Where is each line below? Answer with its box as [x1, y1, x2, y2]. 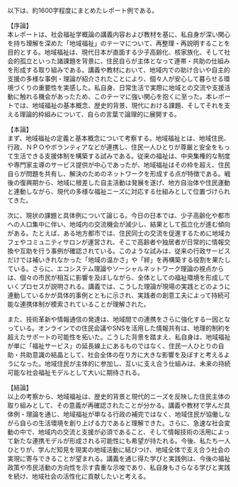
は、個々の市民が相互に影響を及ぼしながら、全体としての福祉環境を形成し [7, 273, 225, 282]
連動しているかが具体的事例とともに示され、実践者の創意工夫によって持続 [7, 291, 225, 300]
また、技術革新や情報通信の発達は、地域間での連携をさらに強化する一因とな [7, 315, 231, 323]
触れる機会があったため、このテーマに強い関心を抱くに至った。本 [19, 92, 212, 101]
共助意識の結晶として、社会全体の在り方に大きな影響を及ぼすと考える [19, 351, 225, 359]
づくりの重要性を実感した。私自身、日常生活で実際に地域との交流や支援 [13, 84, 225, 92]
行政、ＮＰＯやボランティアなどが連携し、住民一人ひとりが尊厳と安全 [7, 143, 212, 151]
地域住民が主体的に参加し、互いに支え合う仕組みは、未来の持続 [44, 359, 231, 368]
